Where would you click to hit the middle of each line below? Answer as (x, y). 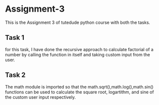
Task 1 (15, 38)
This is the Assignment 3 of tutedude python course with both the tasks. (78, 22)
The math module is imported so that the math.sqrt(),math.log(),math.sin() (79, 87)
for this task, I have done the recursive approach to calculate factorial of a (79, 49)
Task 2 (15, 75)
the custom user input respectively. (40, 97)
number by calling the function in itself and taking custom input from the (78, 54)
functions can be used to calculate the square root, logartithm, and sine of (79, 92)
